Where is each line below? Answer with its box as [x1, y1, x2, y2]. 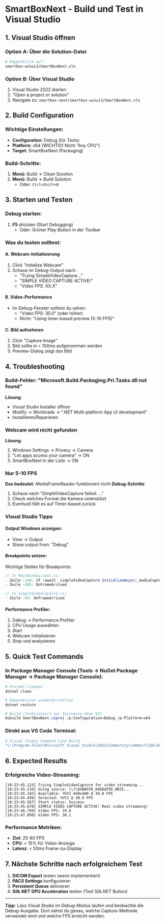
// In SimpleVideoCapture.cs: [5, 591, 67, 596]
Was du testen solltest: [5, 239, 61, 246]
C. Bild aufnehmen [5, 326, 44, 332]
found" [5, 383, 23, 390]
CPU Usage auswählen [12, 623, 59, 628]
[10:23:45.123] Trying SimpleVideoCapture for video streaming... [5, 782, 144, 787]
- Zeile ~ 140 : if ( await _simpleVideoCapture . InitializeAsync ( [5, 578, 137, 583]
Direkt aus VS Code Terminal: [5, 728, 77, 734]
